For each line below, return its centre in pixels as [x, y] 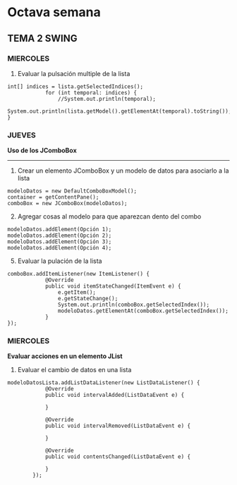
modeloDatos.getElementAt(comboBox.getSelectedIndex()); [143, 311]
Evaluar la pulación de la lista [60, 261]
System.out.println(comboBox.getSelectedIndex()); [134, 305]
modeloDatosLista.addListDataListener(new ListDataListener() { [104, 383]
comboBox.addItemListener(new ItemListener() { [79, 274]
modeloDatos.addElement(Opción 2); [60, 236]
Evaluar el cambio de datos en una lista [74, 370]
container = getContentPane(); [53, 197]
